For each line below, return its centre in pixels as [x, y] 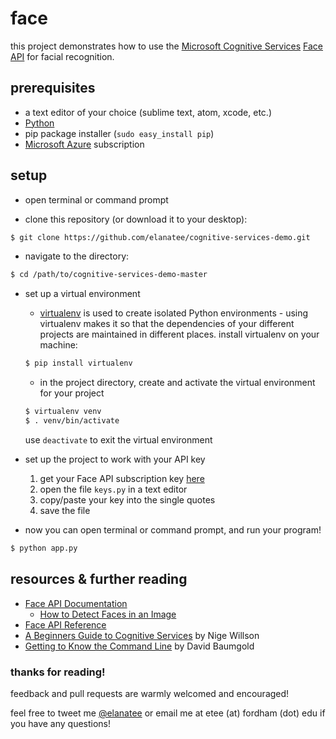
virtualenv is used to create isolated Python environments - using [174, 313]
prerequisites [53, 88]
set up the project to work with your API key [115, 459]
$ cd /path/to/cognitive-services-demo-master [109, 275]
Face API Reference [65, 624]
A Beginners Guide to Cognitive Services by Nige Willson [142, 635]
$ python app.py [44, 548]
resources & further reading [99, 579]
